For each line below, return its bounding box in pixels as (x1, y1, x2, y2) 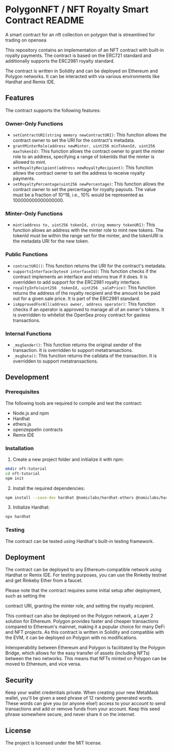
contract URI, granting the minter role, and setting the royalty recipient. (5, 603, 155, 609)
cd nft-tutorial (5, 471, 40, 476)
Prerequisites (5, 388, 39, 396)
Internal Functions (5, 330, 52, 337)
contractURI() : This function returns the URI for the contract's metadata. (12, 262, 166, 269)
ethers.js (12, 421, 32, 427)
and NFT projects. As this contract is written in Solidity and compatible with (5, 629, 164, 635)
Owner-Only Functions (5, 120, 63, 127)
